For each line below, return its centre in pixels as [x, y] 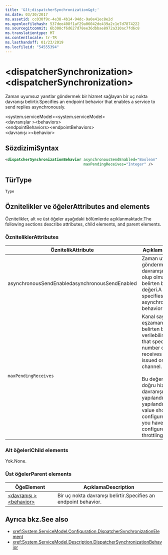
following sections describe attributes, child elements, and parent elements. [83, 224]
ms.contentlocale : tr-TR [31, 38]
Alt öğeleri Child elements [37, 450]
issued [149, 360]
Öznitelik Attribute [72, 250]
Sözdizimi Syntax [32, 148]
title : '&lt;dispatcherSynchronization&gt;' [52, 10]
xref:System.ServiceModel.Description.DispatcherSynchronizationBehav [87, 542]
